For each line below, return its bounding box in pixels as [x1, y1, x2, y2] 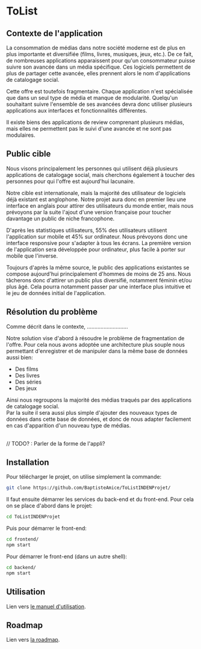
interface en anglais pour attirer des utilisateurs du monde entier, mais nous [6, 202, 194, 209]
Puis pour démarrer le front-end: [6, 525, 87, 532]
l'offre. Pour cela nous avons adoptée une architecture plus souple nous [6, 341, 185, 348]
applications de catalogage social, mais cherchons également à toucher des [6, 171, 195, 178]
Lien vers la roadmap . [6, 636, 60, 644]
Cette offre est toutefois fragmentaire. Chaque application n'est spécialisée [6, 88, 193, 95]
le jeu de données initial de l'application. [6, 289, 107, 296]
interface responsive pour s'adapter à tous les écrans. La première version [6, 239, 191, 246]
